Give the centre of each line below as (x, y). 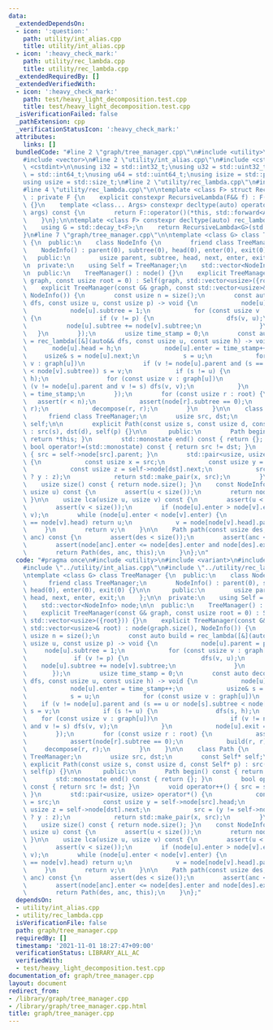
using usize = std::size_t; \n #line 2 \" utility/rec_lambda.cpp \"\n (139, 183)
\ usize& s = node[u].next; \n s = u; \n (118, 356)
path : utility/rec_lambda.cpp (74, 62)
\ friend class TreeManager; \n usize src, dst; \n (130, 417)
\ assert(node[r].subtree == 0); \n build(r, (139, 741)
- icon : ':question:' (52, 31)
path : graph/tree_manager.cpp (67, 930)
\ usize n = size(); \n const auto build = (109, 636)
